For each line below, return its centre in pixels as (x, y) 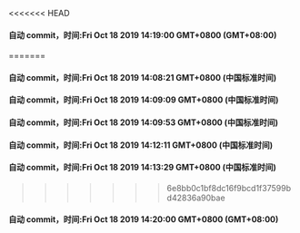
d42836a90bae (196, 198)
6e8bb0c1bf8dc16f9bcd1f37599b (229, 188)
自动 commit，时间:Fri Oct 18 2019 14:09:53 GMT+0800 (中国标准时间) (144, 122)
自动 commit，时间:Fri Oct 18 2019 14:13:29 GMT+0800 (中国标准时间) (142, 168)
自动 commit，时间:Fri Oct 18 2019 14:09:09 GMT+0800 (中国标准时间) (144, 100)
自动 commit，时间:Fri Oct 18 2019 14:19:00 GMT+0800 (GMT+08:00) (143, 34)
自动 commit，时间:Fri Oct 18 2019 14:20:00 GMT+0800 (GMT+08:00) (144, 219)
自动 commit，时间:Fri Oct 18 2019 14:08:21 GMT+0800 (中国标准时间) (143, 77)
